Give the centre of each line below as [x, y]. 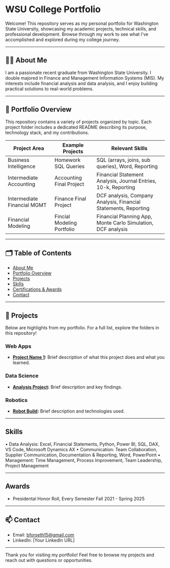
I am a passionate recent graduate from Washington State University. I [78, 73]
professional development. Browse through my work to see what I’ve [77, 34]
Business [18, 160]
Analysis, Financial [118, 202]
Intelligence [22, 166]
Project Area [29, 148]
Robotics [16, 400]
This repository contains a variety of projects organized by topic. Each [78, 122]
